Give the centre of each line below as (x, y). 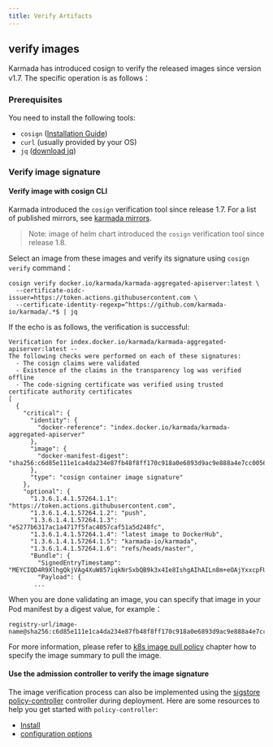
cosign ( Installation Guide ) (64, 133)
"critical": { (47, 413)
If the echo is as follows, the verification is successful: (99, 327)
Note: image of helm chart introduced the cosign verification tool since (146, 234)
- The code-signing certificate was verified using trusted (119, 384)
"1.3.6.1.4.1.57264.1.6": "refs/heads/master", (112, 548)
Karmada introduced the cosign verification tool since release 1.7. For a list (132, 209)
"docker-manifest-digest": (83, 456)
